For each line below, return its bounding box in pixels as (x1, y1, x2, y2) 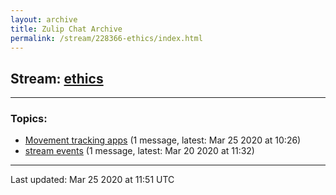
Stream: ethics (10, 70, 104, 87)
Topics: (10, 112, 48, 126)
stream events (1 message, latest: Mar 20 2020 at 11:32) (24, 145, 255, 157)
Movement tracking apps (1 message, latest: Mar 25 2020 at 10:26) (24, 134, 302, 146)
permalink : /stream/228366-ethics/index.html (10, 33, 203, 43)
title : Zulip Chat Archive (10, 24, 123, 34)
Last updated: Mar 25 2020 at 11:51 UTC (10, 174, 175, 186)
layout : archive (10, 14, 78, 25)
